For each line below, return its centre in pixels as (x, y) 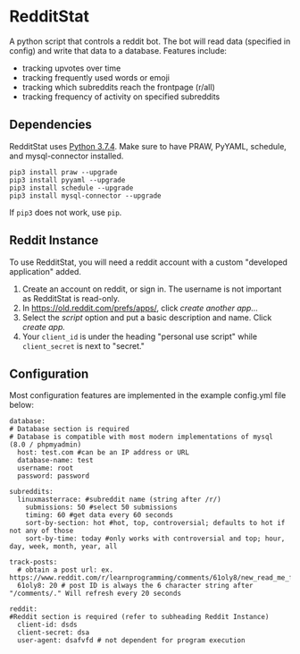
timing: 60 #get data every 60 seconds (100, 515)
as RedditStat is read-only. (71, 298)
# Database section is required (69, 429)
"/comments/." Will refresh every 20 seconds (95, 594)
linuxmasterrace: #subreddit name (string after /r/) (119, 500)
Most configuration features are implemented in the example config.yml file (148, 395)
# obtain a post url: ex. (66, 570)
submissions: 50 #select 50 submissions (101, 507)
